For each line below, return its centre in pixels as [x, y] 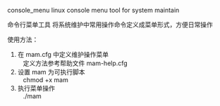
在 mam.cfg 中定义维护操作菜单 [63, 54]
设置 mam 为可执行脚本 [51, 72]
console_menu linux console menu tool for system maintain [93, 10]
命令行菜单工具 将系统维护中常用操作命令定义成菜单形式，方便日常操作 [110, 25]
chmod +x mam [45, 80]
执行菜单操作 [36, 88]
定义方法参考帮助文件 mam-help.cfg [75, 63]
